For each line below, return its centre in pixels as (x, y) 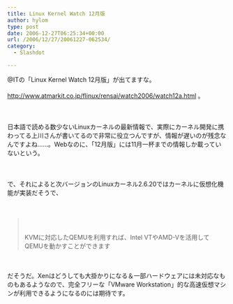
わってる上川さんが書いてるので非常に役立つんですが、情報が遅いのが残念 (114, 135)
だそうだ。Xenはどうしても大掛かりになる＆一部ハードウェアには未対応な (113, 275)
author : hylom (28, 20)
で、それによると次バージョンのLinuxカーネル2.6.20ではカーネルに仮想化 (113, 184)
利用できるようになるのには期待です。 (74, 293)
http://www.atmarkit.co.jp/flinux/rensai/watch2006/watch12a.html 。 (106, 96)
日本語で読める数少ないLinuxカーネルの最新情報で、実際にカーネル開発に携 (116, 126)
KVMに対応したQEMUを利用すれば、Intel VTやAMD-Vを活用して (117, 237)
